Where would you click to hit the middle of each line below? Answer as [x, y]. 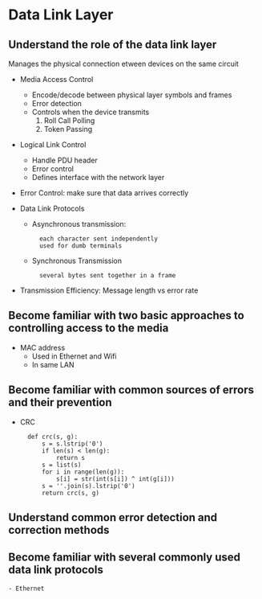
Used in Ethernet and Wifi [74, 356]
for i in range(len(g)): [83, 472]
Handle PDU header [65, 160]
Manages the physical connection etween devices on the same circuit [123, 64]
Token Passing [68, 129]
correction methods [59, 530]
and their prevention [60, 402]
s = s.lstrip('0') [72, 444]
